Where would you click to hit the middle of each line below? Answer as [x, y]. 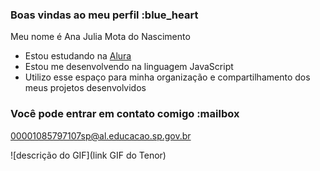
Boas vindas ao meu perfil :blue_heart [104, 15]
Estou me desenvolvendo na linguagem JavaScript [129, 67]
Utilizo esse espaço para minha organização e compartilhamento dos [167, 77]
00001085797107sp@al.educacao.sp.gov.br [101, 135]
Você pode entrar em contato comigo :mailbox [125, 114]
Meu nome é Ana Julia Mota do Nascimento [100, 37]
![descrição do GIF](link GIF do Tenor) [88, 155]
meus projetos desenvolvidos [85, 88]
